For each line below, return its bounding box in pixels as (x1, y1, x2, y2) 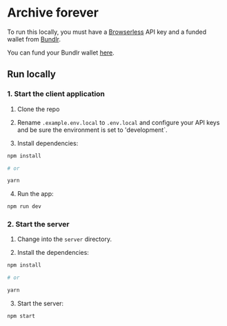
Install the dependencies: (17, 249, 90, 257)
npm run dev (7, 203, 41, 210)
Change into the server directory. (17, 235, 112, 243)
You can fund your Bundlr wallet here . (7, 48, 115, 57)
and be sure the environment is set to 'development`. (17, 126, 168, 134)
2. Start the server (7, 220, 70, 229)
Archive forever (7, 5, 99, 21)
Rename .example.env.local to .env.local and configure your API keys (17, 118, 220, 126)
